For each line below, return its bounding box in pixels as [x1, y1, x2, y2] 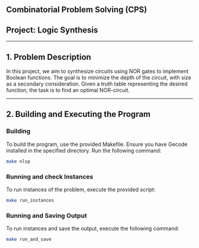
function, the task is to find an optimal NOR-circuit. [6, 87, 130, 94]
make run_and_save [6, 237, 52, 243]
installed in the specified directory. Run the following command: [6, 147, 162, 154]
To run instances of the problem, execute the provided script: [6, 186, 156, 193]
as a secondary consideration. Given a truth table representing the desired [6, 80, 188, 88]
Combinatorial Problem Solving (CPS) [6, 5, 147, 15]
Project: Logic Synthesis [6, 25, 98, 35]
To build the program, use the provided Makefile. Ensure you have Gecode [6, 141, 188, 148]
